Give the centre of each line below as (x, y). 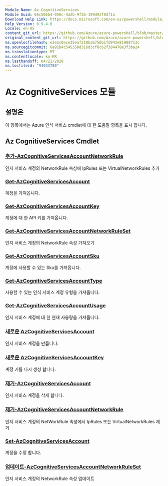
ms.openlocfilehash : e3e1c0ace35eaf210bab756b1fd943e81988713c (72, 43)
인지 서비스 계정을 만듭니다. (32, 343)
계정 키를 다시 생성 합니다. (30, 369)
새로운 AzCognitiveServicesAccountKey (54, 357)
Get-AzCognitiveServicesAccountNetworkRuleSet (68, 231)
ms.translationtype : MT (30, 52)
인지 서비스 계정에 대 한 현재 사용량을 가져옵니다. (52, 317)
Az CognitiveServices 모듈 (60, 92)
